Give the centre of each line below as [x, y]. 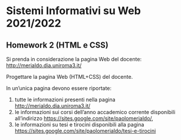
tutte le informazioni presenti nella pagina [65, 99]
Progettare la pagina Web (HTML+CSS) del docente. [70, 77]
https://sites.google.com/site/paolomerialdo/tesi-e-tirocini [85, 131]
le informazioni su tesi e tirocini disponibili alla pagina [79, 124]
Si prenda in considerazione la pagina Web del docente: [74, 59]
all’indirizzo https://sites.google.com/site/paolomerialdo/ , [84, 118]
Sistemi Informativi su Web [74, 11]
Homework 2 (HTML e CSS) [57, 45]
